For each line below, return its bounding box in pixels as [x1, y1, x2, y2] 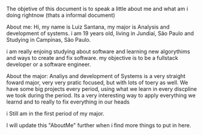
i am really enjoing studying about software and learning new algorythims [6, 48, 190, 55]
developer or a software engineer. [6, 61, 91, 68]
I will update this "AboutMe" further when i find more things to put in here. [6, 122, 191, 129]
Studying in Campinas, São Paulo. [6, 36, 91, 43]
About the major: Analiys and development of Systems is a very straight [6, 73, 186, 79]
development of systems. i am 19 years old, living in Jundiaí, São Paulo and [6, 30, 194, 37]
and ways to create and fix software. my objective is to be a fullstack [6, 54, 178, 61]
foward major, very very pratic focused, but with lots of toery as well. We [6, 79, 188, 86]
